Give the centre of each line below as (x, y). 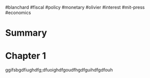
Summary (26, 33)
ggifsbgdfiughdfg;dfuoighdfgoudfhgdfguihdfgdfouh (59, 70)
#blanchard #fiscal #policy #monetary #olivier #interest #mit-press (75, 7)
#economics (18, 13)
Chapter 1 (26, 56)
